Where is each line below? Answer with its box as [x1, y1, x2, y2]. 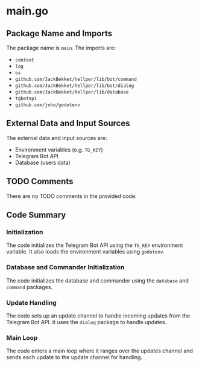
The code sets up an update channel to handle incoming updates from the [6, 312, 191, 319]
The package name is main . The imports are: [6, 44, 116, 51]
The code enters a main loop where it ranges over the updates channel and [6, 347, 193, 354]
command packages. [6, 283, 53, 290]
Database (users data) [14, 159, 71, 166]
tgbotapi [14, 95, 37, 101]
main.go [6, 4, 49, 18]
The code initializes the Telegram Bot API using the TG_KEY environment [6, 241, 183, 249]
